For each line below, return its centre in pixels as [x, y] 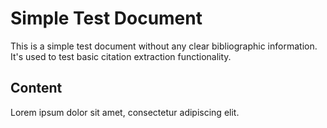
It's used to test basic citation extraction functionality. [121, 56]
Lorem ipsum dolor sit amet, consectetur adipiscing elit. [125, 112]
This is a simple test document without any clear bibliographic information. [164, 46]
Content [36, 88]
